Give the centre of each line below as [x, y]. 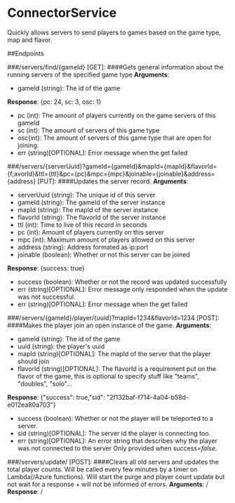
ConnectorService [62, 13]
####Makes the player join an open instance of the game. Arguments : [109, 325]
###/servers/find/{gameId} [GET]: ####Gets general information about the [115, 67]
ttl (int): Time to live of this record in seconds [82, 224]
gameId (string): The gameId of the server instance [91, 202]
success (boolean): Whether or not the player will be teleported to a [115, 418]
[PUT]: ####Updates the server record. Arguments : [113, 181]
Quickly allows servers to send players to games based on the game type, [114, 32]
